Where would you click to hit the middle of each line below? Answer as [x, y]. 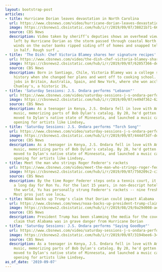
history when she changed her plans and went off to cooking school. [85, 77]
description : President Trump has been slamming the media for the [79, 217]
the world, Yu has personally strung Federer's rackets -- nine [80, 190]
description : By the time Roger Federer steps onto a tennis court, [80, 181]
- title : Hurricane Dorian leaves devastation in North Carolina [72, 18]
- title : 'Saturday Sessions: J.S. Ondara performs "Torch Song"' [73, 127]
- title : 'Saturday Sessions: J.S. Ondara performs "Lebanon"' [70, 91]
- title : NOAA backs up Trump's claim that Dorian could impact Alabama [80, 199]
